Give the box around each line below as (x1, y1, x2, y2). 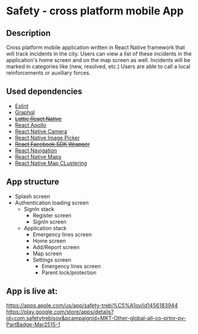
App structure (6, 177, 60, 187)
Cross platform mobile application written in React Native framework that (6, 44, 185, 51)
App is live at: (6, 286, 58, 296)
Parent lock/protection (41, 269, 97, 276)
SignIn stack (23, 205, 55, 213)
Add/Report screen (32, 243, 80, 250)
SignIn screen (32, 218, 67, 225)
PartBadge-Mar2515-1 (6, 321, 61, 328)
